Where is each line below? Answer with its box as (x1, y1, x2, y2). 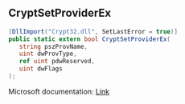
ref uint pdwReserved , (18, 58, 95, 66)
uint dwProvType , (18, 50, 78, 58)
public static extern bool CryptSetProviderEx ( (8, 35, 171, 43)
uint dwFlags (18, 65, 63, 73)
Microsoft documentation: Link (8, 86, 110, 96)
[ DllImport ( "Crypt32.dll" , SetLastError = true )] (8, 27, 179, 35)
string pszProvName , (18, 42, 88, 50)
